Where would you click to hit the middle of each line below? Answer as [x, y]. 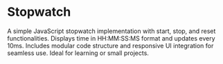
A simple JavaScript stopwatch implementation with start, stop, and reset [111, 31]
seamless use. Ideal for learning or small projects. [78, 53]
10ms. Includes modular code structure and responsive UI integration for [110, 45]
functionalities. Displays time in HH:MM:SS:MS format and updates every [111, 38]
